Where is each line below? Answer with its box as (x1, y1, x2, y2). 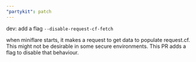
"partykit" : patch (6, 8, 52, 15)
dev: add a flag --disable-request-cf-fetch (6, 25, 114, 32)
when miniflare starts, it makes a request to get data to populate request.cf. (6, 36, 190, 43)
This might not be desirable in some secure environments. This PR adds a (6, 43, 186, 50)
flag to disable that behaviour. (6, 48, 79, 56)
